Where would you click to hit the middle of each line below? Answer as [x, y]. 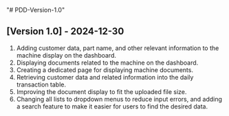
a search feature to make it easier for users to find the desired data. [112, 106]
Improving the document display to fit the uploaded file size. [101, 91]
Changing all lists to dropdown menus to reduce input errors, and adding [119, 99]
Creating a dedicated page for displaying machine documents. [105, 70]
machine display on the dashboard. [66, 55]
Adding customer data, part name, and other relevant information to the [118, 48]
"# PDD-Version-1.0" [36, 10]
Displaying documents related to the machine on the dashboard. [107, 62]
